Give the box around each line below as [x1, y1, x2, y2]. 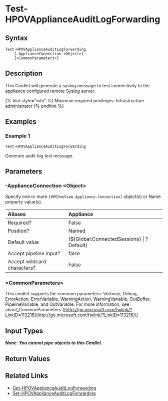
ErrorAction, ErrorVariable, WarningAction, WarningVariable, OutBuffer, [5, 296, 151, 302]
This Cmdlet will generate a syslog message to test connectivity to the [5, 82, 150, 88]
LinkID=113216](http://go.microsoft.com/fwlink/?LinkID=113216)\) [5, 312, 138, 318]
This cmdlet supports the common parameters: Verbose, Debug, [5, 291, 138, 297]
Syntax [5, 34, 28, 42]
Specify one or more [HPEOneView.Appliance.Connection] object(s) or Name [5, 193, 161, 199]
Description [5, 69, 42, 78]
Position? [7, 228, 29, 235]
